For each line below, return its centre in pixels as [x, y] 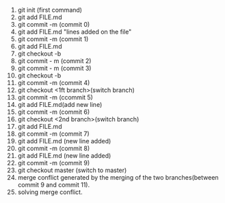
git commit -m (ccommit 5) [55, 97]
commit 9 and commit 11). [54, 185]
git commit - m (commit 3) [54, 68]
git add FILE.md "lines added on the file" [75, 32]
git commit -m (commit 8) [54, 148]
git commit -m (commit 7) [53, 134]
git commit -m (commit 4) [54, 83]
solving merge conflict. [50, 192]
